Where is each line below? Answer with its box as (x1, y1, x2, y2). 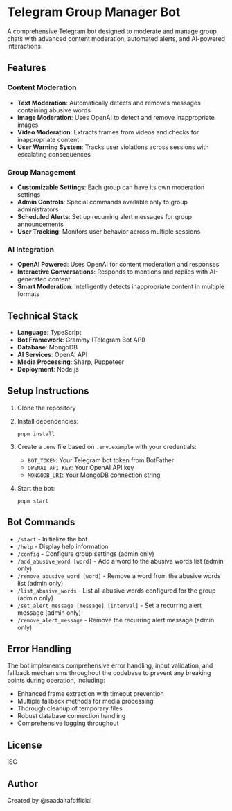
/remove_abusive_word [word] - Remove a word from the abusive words (17, 571, 221, 579)
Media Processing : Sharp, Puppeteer (17, 358, 125, 366)
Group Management (7, 167, 76, 177)
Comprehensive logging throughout (17, 719, 119, 728)
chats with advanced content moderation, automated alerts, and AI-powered (7, 34, 226, 42)
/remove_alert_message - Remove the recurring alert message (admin (17, 616, 215, 624)
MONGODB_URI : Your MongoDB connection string (27, 471, 161, 479)
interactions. (7, 42, 43, 50)
